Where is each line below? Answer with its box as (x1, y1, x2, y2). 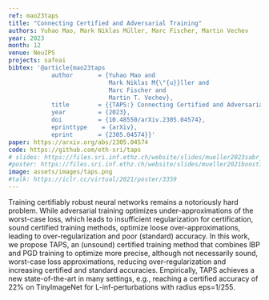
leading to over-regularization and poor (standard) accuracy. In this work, (8, 231, 251, 241)
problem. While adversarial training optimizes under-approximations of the (8, 206, 254, 215)
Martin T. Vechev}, (108, 94, 174, 102)
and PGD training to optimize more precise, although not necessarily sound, (8, 248, 259, 258)
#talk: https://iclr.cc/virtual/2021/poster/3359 (8, 175, 178, 184)
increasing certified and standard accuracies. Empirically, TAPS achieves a (8, 265, 255, 274)
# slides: (8, 153, 42, 161)
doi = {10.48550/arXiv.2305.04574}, (50, 116, 206, 124)
